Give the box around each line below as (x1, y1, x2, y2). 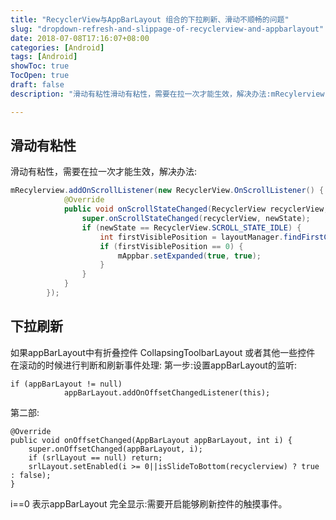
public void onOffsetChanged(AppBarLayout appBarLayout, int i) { (10, 435, 293, 445)
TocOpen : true (10, 71, 70, 81)
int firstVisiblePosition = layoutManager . (99, 232, 284, 242)
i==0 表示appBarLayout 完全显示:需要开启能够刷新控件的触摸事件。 (10, 497, 288, 510)
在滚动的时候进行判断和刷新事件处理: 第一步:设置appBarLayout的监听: (10, 359, 297, 371)
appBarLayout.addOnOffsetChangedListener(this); (63, 387, 271, 398)
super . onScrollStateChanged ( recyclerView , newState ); (81, 214, 311, 224)
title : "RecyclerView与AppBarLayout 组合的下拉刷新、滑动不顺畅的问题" (10, 14, 290, 25)
